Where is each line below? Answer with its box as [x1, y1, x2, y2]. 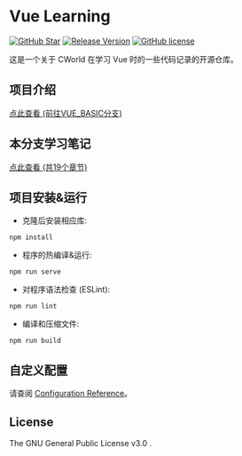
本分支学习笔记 [9, 136, 91, 152]
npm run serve [9, 268, 62, 276]
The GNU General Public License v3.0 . [9, 438, 152, 448]
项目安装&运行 [9, 189, 88, 205]
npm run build [9, 336, 62, 346]
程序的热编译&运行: [21, 250, 92, 260]
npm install [9, 233, 53, 242]
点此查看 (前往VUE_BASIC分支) [9, 108, 122, 118]
